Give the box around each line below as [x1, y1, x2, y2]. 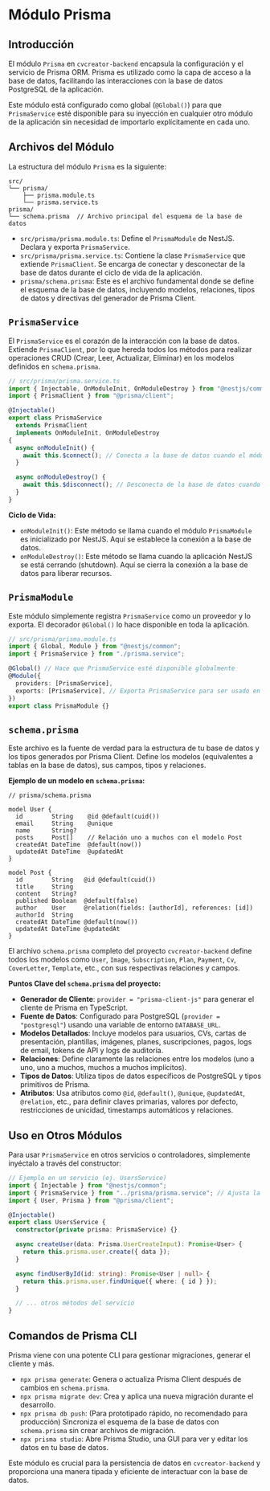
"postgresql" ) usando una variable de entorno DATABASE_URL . [19, 1020, 221, 1030]
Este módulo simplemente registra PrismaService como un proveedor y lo [8, 611, 252, 620]
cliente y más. [8, 1359, 55, 1368]
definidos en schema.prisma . [8, 362, 100, 371]
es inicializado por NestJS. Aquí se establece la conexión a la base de [19, 534, 252, 544]
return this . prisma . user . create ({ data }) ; [22, 1248, 171, 1256]
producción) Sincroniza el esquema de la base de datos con [19, 1417, 219, 1427]
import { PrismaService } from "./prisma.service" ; [8, 650, 185, 658]
